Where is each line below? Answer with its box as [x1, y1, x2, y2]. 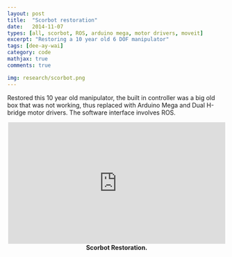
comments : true [7, 62, 51, 69]
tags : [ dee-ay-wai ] [7, 42, 64, 49]
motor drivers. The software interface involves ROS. [27, 108, 176, 117]
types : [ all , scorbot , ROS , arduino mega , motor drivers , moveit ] [7, 29, 204, 37]
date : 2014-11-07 [7, 23, 64, 30]
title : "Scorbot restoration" [7, 17, 98, 24]
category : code [7, 49, 51, 56]
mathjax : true [7, 56, 49, 63]
